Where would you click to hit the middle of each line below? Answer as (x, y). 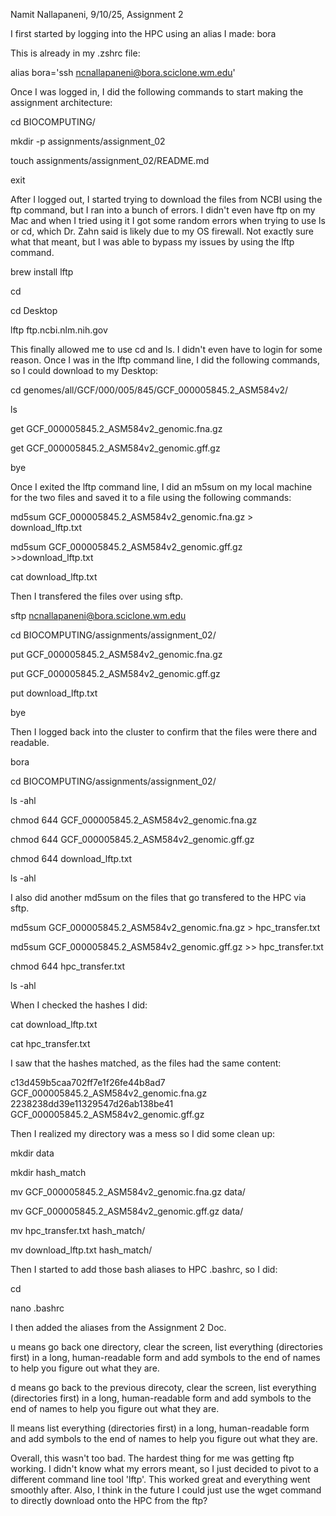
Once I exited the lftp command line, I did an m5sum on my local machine (161, 487)
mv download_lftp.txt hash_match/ (81, 1250)
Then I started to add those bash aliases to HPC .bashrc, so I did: (144, 1269)
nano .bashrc (37, 1308)
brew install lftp (42, 272)
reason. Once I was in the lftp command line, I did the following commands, (165, 360)
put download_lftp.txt (54, 693)
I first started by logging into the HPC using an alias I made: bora (143, 33)
